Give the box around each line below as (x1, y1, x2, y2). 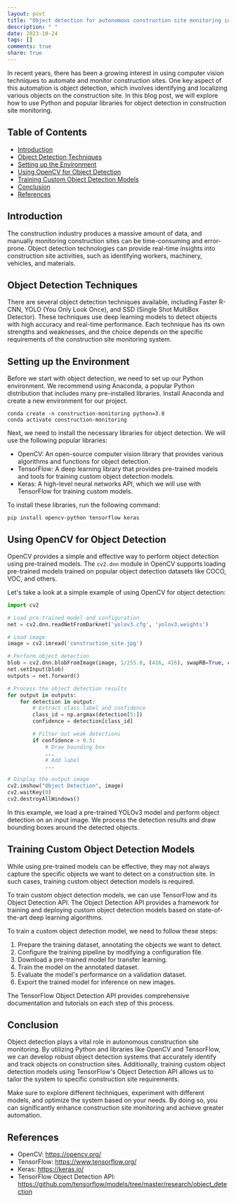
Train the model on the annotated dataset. (17, 962, 139, 971)
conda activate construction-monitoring (7, 416, 128, 424)
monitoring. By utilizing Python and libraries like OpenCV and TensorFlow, (7, 1045, 221, 1054)
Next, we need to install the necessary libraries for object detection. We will (7, 429, 226, 437)
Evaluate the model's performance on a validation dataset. (17, 970, 187, 978)
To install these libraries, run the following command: (7, 500, 160, 510)
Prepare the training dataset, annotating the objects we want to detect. (17, 940, 223, 949)
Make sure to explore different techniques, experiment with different (7, 1089, 205, 1097)
